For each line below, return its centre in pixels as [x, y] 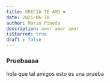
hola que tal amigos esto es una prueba [55, 74]
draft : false [24, 40]
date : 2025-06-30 [28, 17]
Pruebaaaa [23, 61]
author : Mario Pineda [33, 23]
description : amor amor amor [43, 29]
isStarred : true [26, 34]
